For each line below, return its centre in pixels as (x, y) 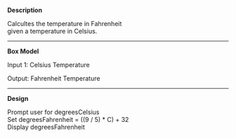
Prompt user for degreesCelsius (53, 112)
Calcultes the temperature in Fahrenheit (65, 23)
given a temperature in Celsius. (52, 31)
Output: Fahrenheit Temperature (54, 78)
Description (25, 10)
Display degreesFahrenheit (46, 127)
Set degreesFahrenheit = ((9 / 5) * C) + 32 (68, 119)
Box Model (23, 51)
